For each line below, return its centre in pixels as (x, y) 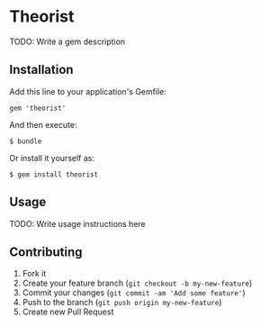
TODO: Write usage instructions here (77, 223)
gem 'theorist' (38, 108)
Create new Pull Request (68, 312)
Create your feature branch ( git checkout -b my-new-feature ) (137, 283)
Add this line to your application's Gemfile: (88, 91)
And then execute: (43, 124)
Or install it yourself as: (52, 158)
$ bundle (26, 141)
